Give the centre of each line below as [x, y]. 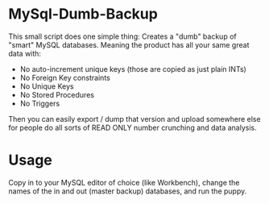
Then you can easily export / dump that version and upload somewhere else [134, 119]
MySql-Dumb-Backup [83, 14]
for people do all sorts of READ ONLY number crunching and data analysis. [132, 127]
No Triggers [40, 103]
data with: [25, 53]
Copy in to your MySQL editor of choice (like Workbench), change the [124, 182]
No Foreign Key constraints [65, 77]
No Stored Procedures [57, 94]
